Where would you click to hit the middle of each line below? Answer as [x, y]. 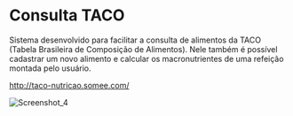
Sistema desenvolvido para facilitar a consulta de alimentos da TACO [135, 40]
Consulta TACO [67, 15]
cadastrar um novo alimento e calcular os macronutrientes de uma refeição [146, 58]
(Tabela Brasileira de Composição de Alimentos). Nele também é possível [143, 49]
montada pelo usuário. [50, 68]
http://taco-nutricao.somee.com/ [69, 85]
